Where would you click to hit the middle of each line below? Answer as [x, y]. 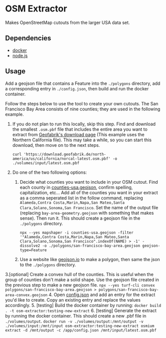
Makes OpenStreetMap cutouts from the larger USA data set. [68, 22]
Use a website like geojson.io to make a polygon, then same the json [90, 259]
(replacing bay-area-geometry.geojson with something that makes [87, 213]
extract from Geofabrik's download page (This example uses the [79, 134]
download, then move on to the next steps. [56, 145]
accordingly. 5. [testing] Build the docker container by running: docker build [83, 305]
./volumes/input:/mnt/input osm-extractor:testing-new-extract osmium [80, 326]
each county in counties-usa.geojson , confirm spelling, [76, 187]
